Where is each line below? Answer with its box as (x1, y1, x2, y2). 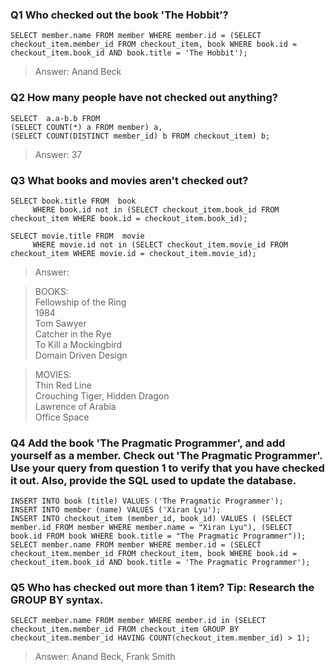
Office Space (34, 411, 90, 423)
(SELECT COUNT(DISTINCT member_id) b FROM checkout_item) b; (10, 131, 271, 141)
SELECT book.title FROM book (10, 196, 137, 206)
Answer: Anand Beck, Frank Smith (34, 651, 176, 663)
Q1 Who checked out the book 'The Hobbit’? (10, 8, 229, 22)
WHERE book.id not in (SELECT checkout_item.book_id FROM (32, 204, 280, 215)
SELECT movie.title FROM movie (10, 231, 145, 241)
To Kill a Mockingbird (34, 338, 123, 350)
